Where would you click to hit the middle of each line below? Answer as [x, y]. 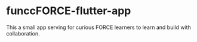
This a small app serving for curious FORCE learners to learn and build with [98, 27]
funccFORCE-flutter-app [69, 11]
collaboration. [23, 33]
